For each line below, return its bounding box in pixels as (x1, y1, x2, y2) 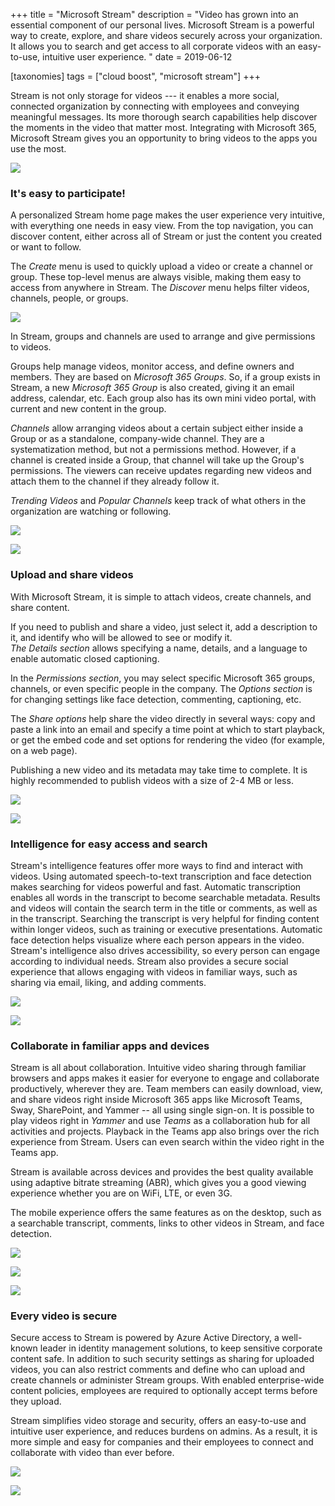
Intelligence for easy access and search (10, 837, 208, 851)
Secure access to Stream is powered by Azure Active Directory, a (10, 1332, 280, 1344)
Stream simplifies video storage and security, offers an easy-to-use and (10, 1415, 307, 1427)
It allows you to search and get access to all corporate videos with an (10, 40, 296, 52)
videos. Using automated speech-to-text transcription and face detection (10, 870, 312, 882)
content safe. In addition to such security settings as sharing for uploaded (10, 1353, 315, 1365)
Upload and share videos (10, 568, 134, 582)
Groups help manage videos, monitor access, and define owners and (10, 360, 295, 373)
